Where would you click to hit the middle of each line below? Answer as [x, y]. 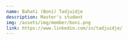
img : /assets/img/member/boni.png [49, 22]
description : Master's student [45, 17]
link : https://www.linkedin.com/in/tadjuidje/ [64, 28]
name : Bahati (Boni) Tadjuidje [45, 11]
